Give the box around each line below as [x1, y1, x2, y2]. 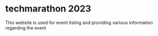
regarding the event [5, 24, 47, 30]
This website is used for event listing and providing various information [5, 19, 153, 25]
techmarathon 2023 [5, 3, 91, 14]
